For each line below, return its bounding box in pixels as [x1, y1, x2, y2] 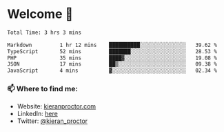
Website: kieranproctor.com [17, 102, 96, 111]
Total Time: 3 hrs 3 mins [7, 29, 81, 36]
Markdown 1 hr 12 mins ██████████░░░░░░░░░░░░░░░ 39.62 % [7, 41, 217, 48]
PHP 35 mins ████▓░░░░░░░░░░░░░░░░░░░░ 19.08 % [7, 55, 217, 62]
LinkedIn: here [17, 110, 59, 118]
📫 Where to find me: [7, 84, 78, 94]
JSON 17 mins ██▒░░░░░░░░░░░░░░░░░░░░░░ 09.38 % [7, 61, 217, 68]
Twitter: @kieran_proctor [17, 117, 88, 125]
